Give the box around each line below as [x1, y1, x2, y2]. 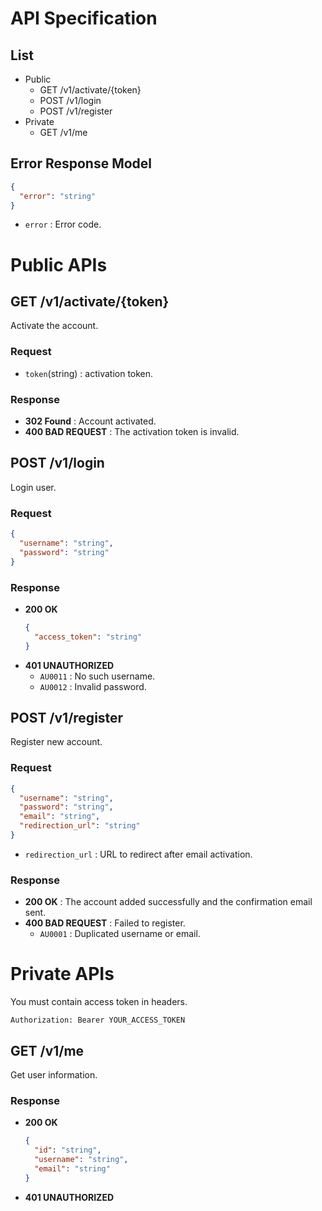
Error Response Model [10, 155, 153, 172]
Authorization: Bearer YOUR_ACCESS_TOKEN [10, 1015, 186, 1026]
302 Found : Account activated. [24, 415, 157, 427]
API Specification [10, 7, 158, 30]
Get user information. [10, 1068, 98, 1081]
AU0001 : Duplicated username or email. [39, 928, 201, 940]
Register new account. [10, 736, 103, 748]
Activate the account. [10, 320, 99, 332]
